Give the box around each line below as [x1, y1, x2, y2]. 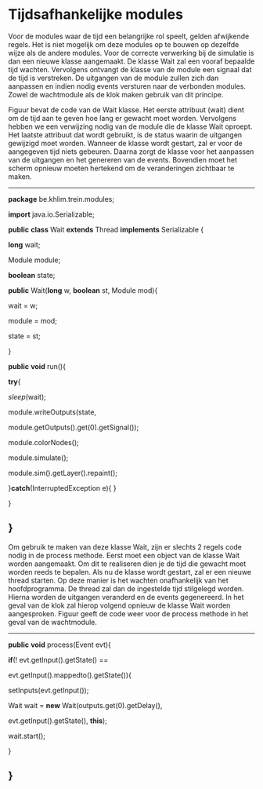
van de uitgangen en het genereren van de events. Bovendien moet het [8, 155, 237, 164]
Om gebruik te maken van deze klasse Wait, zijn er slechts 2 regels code [8, 542, 243, 551]
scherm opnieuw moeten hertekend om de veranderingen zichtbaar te [8, 163, 235, 173]
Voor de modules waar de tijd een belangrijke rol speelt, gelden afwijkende [8, 31, 250, 41]
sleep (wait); [8, 392, 47, 401]
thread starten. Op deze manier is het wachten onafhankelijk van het [8, 575, 229, 585]
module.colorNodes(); [8, 437, 80, 447]
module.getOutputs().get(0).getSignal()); [8, 422, 139, 432]
